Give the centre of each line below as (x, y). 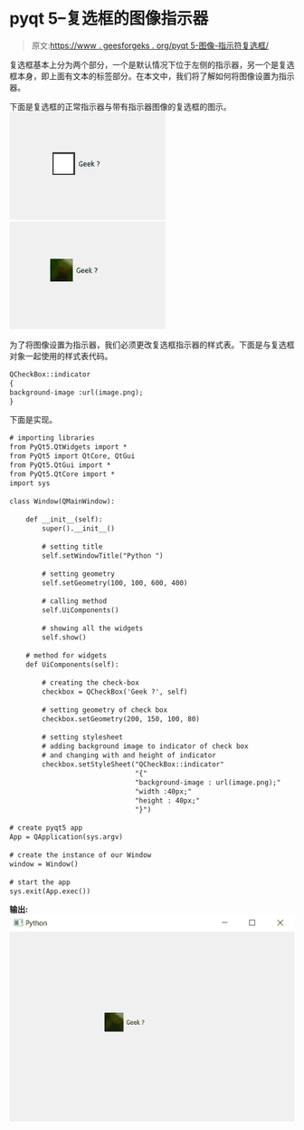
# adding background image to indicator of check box (145, 746)
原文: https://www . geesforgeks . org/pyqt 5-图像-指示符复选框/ (150, 45)
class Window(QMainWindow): (62, 501)
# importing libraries (52, 438)
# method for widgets (66, 655)
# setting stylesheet (83, 737)
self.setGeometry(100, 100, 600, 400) (115, 583)
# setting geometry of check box (105, 710)
